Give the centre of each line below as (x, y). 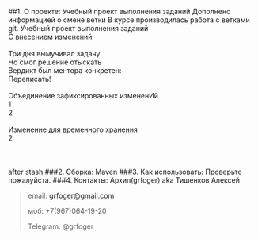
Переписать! (30, 79)
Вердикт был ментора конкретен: (65, 70)
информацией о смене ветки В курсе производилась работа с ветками (129, 20)
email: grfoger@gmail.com (71, 195)
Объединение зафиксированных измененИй (83, 96)
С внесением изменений (50, 37)
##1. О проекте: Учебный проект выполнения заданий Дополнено (120, 12)
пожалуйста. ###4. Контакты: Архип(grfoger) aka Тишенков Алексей (124, 180)
